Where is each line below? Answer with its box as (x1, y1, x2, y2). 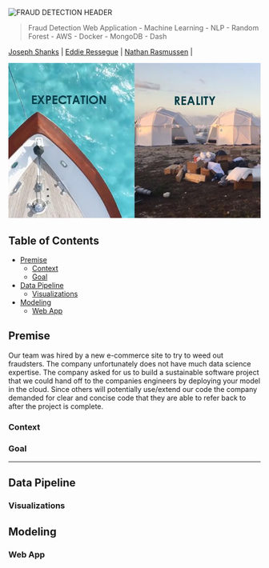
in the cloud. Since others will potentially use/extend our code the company (8, 384, 258, 394)
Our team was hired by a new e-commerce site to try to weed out (8, 350, 224, 360)
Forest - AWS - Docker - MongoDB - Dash (27, 32, 167, 41)
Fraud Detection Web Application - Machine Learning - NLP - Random (27, 23, 259, 32)
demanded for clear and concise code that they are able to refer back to (8, 393, 247, 402)
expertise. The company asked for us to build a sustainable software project (8, 367, 259, 377)
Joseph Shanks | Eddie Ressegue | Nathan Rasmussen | (8, 47, 194, 56)
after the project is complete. (8, 401, 104, 411)
